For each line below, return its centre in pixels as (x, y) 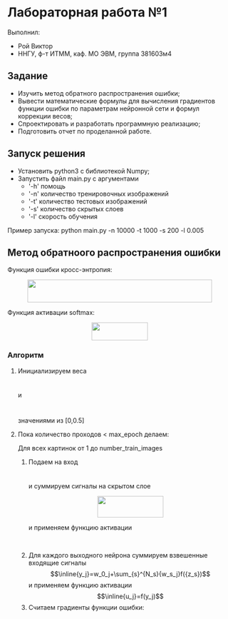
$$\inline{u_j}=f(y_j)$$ (130, 596)
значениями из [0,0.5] (51, 420)
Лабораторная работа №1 (87, 12)
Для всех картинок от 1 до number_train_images (90, 448)
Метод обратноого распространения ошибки (114, 252)
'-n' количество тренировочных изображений (98, 193)
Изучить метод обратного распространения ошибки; (99, 93)
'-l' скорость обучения (63, 216)
